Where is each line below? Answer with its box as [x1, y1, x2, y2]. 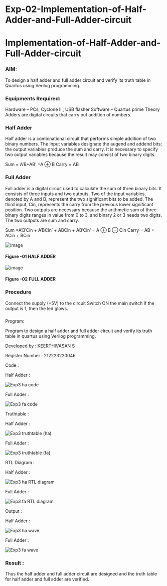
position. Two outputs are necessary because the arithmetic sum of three [5, 207, 157, 213]
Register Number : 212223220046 [5, 352, 76, 358]
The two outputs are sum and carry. [5, 217, 79, 223]
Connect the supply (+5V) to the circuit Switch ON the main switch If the [5, 300, 154, 306]
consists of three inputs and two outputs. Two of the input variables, [5, 191, 146, 197]
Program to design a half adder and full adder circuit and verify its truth [5, 328, 152, 334]
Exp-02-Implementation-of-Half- [5, 4, 147, 15]
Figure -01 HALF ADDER [5, 253, 56, 259]
